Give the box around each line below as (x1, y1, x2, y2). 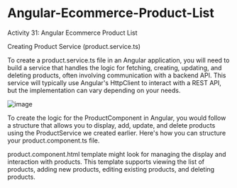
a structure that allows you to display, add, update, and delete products (7, 121, 216, 129)
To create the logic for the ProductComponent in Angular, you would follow (7, 114, 226, 122)
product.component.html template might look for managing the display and (7, 150, 226, 158)
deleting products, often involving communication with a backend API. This (7, 71, 226, 79)
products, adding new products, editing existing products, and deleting (7, 165, 215, 173)
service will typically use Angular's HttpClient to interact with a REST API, (7, 78, 222, 87)
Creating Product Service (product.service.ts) (7, 42, 140, 50)
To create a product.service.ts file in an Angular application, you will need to (7, 55, 230, 65)
